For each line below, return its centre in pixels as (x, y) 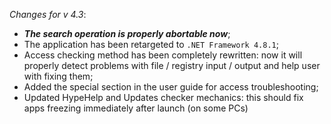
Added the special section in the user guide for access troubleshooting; (171, 87)
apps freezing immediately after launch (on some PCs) (136, 108)
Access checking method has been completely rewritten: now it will (163, 55)
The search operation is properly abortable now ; (127, 33)
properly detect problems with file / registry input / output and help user (172, 65)
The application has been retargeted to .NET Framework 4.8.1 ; (151, 44)
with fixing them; (58, 76)
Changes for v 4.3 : (48, 14)
